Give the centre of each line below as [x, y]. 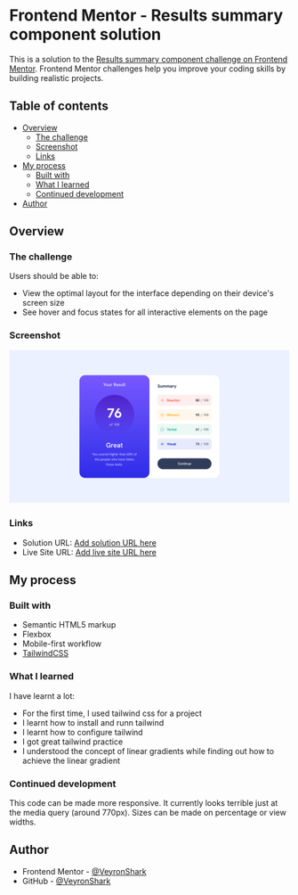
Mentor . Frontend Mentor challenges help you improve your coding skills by [148, 69]
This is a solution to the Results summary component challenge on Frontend [149, 59]
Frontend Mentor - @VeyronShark [84, 871]
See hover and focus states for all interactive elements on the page [145, 312]
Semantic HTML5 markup [69, 625]
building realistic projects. [56, 78]
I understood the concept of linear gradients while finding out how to [148, 751]
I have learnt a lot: [42, 695]
